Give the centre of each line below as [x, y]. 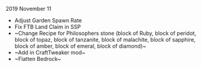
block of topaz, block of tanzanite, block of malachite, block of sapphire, [105, 40]
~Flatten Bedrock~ [38, 59]
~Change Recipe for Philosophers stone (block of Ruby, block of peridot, [105, 33]
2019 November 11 [29, 9]
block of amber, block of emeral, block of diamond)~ [80, 46]
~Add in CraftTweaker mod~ [50, 53]
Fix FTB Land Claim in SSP [48, 27]
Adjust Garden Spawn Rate [48, 20]
